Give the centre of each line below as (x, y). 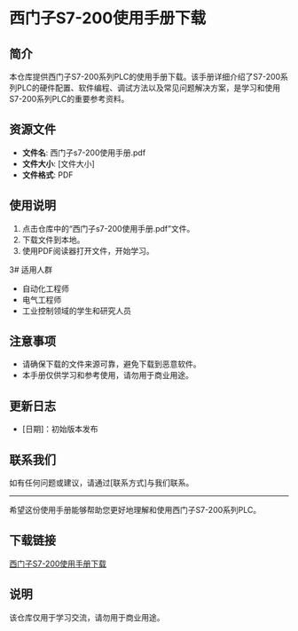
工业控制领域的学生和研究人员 (76, 311)
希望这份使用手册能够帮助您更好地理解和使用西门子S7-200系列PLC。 (135, 510)
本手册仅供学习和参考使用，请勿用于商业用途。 (107, 375)
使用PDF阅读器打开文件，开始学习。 (88, 250)
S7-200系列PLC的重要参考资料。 (69, 99)
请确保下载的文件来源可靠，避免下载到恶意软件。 (111, 364)
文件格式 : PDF (47, 175)
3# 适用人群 (31, 269)
